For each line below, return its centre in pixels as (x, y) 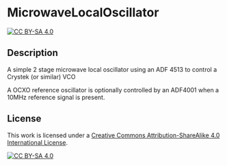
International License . (38, 142)
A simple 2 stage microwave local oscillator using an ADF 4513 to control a (112, 69)
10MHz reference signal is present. (56, 97)
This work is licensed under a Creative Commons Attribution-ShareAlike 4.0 (113, 135)
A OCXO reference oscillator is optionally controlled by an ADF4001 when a (113, 89)
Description (32, 53)
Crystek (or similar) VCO (41, 77)
